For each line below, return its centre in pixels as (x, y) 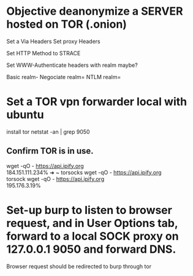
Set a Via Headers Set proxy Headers (53, 41)
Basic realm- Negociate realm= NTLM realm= (64, 77)
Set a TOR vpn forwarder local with (97, 102)
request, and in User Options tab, (92, 223)
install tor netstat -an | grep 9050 (48, 132)
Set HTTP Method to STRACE (44, 53)
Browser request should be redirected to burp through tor (79, 266)
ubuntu (25, 115)
